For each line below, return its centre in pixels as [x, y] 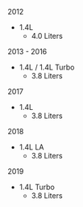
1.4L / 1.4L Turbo [47, 67]
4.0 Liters [47, 36]
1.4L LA [31, 147]
